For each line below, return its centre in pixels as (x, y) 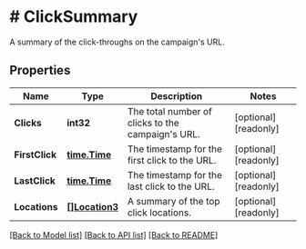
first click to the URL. (172, 160)
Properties (40, 70)
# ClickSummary (74, 17)
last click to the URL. (171, 186)
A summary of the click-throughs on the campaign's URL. (117, 42)
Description (177, 95)
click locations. (159, 213)
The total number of (169, 111)
